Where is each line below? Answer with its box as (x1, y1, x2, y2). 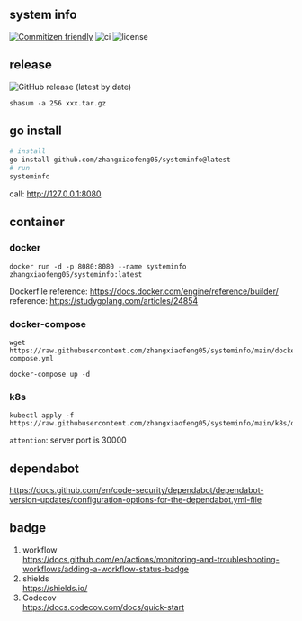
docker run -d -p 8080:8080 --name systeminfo (9, 261, 187, 271)
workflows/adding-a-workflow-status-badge (22, 563, 190, 574)
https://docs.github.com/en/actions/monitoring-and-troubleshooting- (22, 553, 280, 564)
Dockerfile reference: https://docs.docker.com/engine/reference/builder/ (9, 286, 279, 297)
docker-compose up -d (9, 370, 91, 379)
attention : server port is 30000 (9, 434, 128, 445)
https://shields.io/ (22, 582, 88, 593)
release (9, 58, 52, 73)
